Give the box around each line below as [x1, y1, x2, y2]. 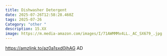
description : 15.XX [5, 26, 47, 32]
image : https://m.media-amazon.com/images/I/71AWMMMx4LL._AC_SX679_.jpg [5, 31, 162, 36]
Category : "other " [5, 21, 47, 27]
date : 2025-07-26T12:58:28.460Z [5, 12, 74, 17]
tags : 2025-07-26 [5, 17, 42, 22]
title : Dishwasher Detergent [5, 7, 67, 13]
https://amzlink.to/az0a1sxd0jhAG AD [5, 45, 83, 51]
